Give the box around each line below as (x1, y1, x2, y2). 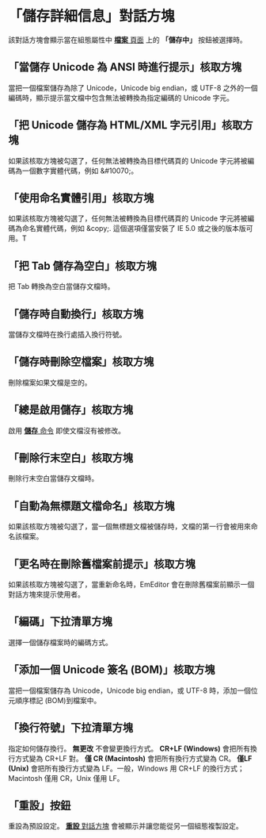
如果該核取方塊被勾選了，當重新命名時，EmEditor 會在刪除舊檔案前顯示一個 (8, 580, 255, 590)
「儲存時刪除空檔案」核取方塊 (8, 355, 154, 369)
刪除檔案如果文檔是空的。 (8, 378, 92, 387)
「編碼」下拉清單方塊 (8, 615, 112, 628)
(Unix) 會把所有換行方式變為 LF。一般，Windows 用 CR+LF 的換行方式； (8, 763, 245, 773)
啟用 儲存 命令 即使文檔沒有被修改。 (8, 425, 125, 435)
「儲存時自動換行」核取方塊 (8, 307, 144, 321)
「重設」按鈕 (8, 798, 71, 812)
